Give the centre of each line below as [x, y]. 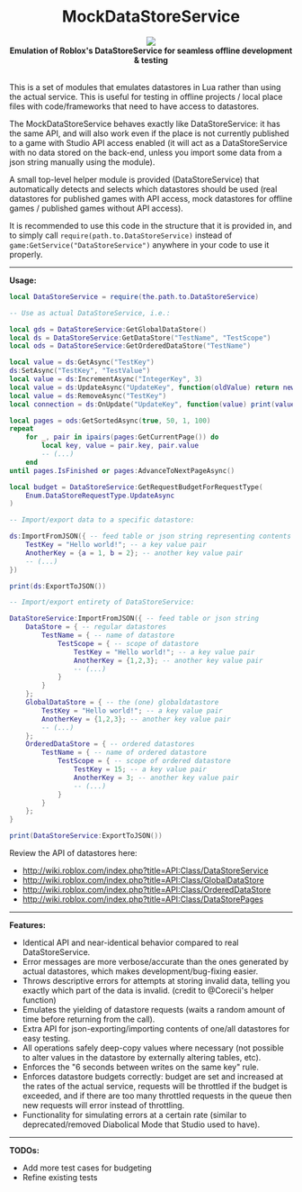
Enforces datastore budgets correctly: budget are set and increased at [153, 1077]
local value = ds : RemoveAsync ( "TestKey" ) [88, 396]
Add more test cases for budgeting [87, 1168]
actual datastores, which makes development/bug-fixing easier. [140, 971]
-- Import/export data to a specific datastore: [102, 520]
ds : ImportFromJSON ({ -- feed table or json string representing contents [151, 537]
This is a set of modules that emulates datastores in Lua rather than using [145, 86]
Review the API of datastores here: [73, 853]
